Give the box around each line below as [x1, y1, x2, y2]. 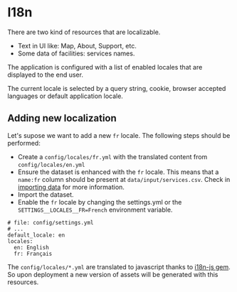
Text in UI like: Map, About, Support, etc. [17, 41, 137, 50]
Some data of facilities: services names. [17, 49, 135, 58]
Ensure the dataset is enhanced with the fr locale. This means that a [17, 168, 219, 176]
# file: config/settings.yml [7, 219, 94, 226]
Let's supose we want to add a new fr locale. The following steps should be [7, 131, 231, 139]
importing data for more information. [17, 183, 125, 191]
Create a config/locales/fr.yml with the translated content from [17, 152, 208, 161]
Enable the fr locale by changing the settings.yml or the [17, 198, 182, 206]
